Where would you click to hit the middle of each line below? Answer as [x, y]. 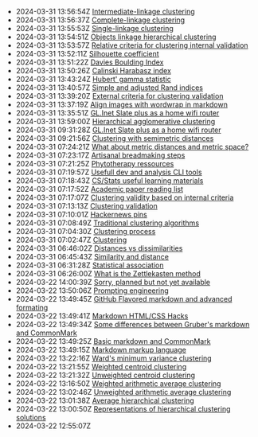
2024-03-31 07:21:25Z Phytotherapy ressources [95, 164]
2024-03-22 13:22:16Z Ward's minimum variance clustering [114, 358]
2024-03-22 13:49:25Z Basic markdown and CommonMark [113, 341]
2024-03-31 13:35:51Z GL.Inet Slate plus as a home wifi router [117, 113]
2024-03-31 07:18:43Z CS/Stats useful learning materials [109, 181]
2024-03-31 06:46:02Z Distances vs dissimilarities [99, 248]
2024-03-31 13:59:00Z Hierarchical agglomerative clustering [115, 121]
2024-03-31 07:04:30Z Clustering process [86, 231]
